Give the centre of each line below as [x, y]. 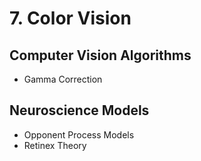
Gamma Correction [63, 79]
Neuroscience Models [79, 110]
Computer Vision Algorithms [100, 55]
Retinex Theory [55, 145]
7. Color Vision [70, 18]
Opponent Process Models [79, 134]
